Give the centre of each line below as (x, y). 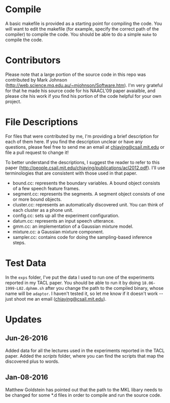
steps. (19, 243)
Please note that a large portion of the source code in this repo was (76, 74)
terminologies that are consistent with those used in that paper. (71, 173)
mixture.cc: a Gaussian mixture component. (58, 232)
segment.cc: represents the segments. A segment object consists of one (89, 194)
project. (13, 101)
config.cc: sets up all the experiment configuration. (66, 216)
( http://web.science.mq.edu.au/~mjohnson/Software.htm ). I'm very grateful (84, 85)
